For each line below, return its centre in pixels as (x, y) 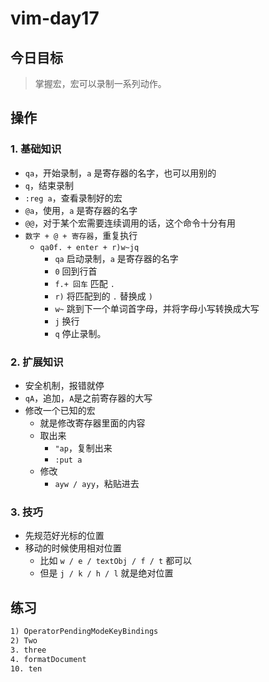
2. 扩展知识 (37, 362)
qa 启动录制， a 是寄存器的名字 (116, 258)
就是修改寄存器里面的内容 (92, 423)
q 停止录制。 (80, 333)
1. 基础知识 (36, 149)
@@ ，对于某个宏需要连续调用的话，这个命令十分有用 (130, 223)
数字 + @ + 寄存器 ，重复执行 (81, 235)
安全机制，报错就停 (64, 385)
